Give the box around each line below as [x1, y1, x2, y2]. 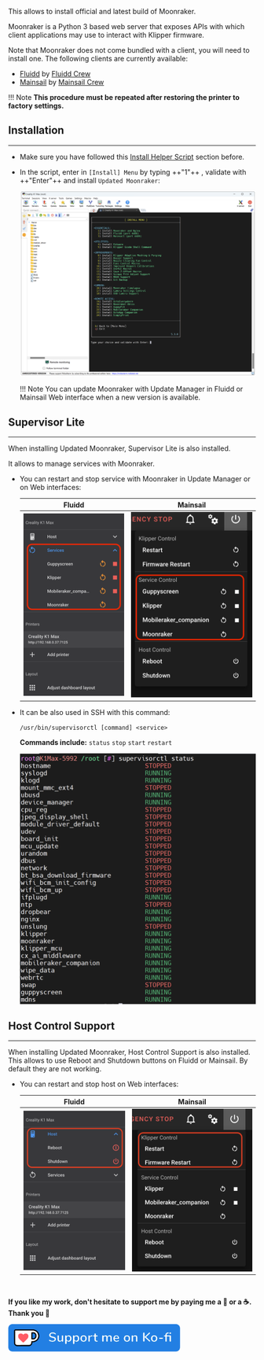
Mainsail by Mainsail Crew [19, 78, 104, 87]
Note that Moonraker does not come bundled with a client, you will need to [8, 46, 250, 54]
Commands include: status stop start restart [19, 737, 173, 746]
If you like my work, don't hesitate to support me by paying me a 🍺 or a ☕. [8, 1297, 251, 1307]
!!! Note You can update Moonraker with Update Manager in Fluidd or [19, 385, 244, 394]
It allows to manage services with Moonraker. [8, 459, 155, 469]
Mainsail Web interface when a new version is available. [19, 393, 201, 402]
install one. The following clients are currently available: [8, 54, 189, 63]
